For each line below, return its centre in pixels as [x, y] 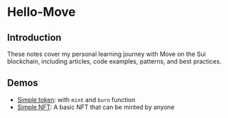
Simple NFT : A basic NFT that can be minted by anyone [96, 107]
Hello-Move [41, 12]
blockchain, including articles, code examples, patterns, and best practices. [114, 61]
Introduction [34, 38]
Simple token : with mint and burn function [76, 99]
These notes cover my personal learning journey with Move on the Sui [107, 54]
